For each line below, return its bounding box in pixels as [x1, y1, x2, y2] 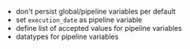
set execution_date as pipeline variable [15, 15, 143, 24]
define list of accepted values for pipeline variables [15, 24, 183, 32]
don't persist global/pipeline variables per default [15, 7, 176, 16]
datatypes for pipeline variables [15, 32, 119, 41]
